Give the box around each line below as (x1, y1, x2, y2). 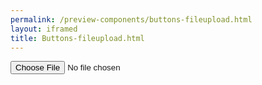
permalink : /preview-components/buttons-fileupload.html (10, 14, 253, 25)
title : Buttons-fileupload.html (10, 33, 145, 43)
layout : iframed (10, 24, 78, 34)
